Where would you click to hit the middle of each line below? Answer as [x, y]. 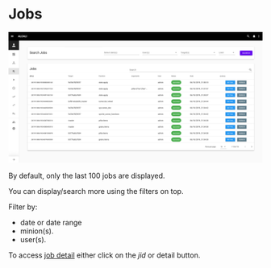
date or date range [51, 222]
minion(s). [37, 231]
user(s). [33, 239]
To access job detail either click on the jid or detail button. [104, 255]
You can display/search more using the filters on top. [96, 191]
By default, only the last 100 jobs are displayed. [87, 175]
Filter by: [23, 207]
